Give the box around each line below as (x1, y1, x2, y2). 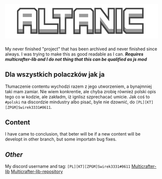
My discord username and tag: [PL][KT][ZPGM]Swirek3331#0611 (5, 163, 130, 169)
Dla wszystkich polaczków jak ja (5, 70, 105, 79)
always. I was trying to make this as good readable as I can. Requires (5, 51, 144, 57)
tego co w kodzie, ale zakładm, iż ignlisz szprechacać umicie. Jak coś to (5, 94, 150, 99)
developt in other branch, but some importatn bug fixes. (5, 136, 117, 142)
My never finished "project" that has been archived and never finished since (5, 46, 158, 52)
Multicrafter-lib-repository (11, 169, 63, 175)
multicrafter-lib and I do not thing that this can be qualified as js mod (5, 56, 147, 62)
